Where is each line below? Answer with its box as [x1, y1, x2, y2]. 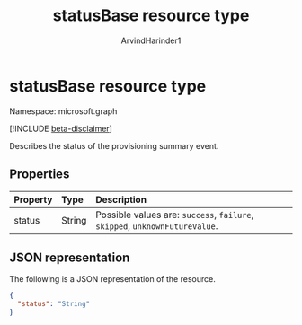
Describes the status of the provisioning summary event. [9, 140, 219, 151]
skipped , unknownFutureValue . [95, 219, 218, 232]
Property [13, 193, 53, 206]
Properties [9, 167, 70, 182]
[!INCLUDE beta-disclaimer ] [9, 123, 112, 134]
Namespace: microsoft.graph [9, 105, 118, 117]
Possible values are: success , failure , [95, 208, 254, 221]
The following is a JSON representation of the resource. [9, 274, 216, 285]
